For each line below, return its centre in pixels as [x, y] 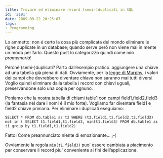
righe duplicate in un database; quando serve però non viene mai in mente [81, 47]
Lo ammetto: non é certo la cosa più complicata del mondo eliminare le [77, 42]
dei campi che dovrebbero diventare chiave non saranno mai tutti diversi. [80, 78]
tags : [11, 23]
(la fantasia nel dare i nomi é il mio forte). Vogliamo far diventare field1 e [78, 103]
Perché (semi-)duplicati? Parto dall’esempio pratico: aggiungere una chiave [82, 68]
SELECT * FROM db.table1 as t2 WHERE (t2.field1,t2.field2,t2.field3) [79, 118]
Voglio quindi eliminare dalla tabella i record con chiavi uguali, [68, 83]
